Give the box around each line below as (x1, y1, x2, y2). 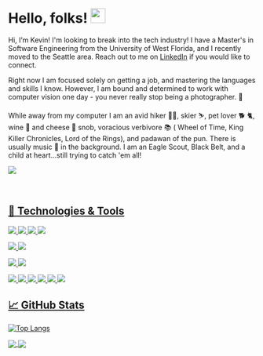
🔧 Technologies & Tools (8, 205, 125, 218)
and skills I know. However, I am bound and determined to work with (8, 83, 229, 93)
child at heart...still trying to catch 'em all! (8, 150, 142, 160)
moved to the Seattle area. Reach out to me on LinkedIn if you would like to (8, 52, 250, 61)
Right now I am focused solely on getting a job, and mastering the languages (8, 75, 256, 85)
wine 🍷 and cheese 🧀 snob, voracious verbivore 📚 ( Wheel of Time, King (8, 122, 244, 132)
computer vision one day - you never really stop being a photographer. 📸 (8, 92, 243, 101)
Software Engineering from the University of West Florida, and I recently (8, 43, 242, 53)
